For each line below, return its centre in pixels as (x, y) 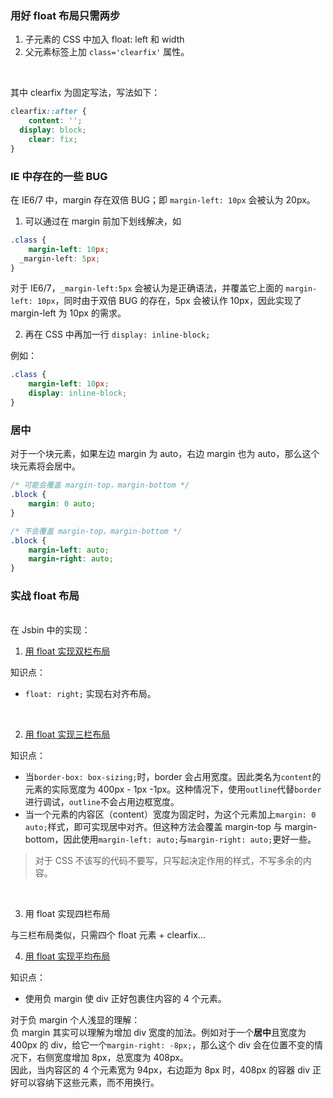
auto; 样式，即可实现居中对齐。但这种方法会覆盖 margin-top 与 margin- (171, 827)
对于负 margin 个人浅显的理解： (75, 1020)
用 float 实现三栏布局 (67, 734)
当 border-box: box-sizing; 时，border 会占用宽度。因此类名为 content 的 (173, 777)
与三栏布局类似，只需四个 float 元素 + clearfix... (108, 935)
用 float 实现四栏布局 (67, 914)
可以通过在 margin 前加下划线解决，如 (103, 221)
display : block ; (53, 130)
